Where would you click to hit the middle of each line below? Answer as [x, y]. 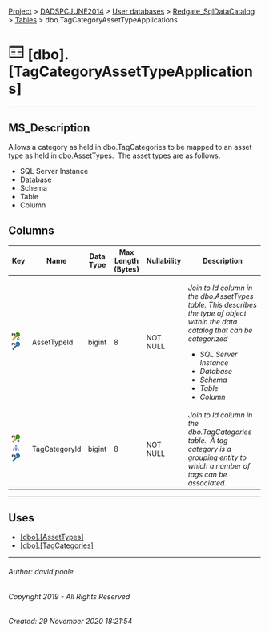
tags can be [208, 475]
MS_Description [49, 128]
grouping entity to [217, 457]
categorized [208, 338]
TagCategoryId [56, 449]
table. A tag [208, 441]
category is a [210, 449]
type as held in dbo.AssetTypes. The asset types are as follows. [114, 155]
